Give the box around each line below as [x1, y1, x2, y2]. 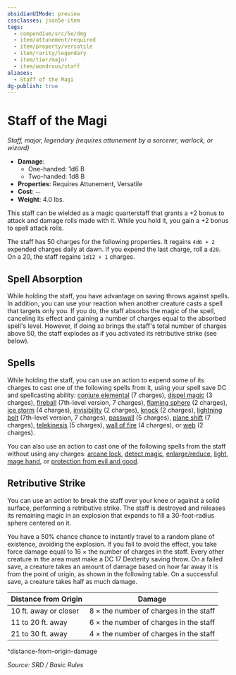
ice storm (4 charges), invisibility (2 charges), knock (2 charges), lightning [7, 406, 223, 414]
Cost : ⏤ [17, 188, 41, 196]
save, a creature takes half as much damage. [7, 577, 138, 585]
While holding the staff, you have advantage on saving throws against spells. [7, 292, 230, 300]
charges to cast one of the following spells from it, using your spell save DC [7, 383, 227, 391]
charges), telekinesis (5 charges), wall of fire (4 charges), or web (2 [7, 420, 204, 429]
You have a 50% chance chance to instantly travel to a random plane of [7, 532, 215, 540]
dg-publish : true [7, 83, 58, 90]
